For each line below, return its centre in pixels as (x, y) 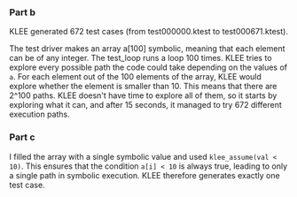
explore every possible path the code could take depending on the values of (148, 67)
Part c (22, 137)
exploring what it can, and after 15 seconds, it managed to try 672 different (145, 105)
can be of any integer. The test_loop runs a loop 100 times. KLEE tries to (141, 58)
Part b (23, 12)
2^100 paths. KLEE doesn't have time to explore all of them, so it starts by (143, 95)
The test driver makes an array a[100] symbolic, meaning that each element (147, 49)
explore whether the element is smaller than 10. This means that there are (143, 87)
